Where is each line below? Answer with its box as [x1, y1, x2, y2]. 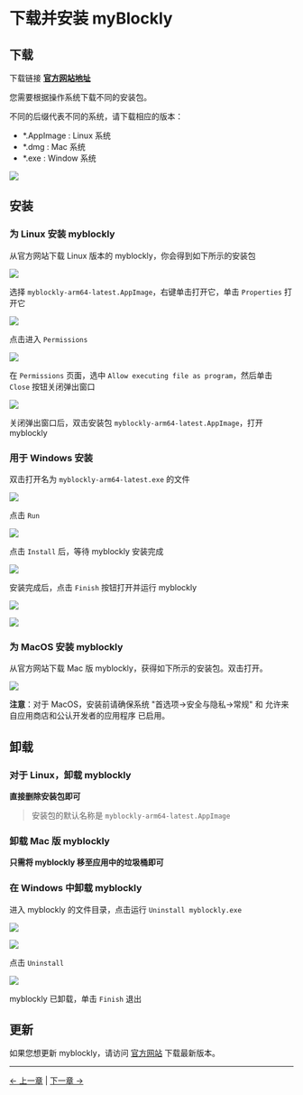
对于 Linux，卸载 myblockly [9, 768, 132, 781]
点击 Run [9, 509, 41, 520]
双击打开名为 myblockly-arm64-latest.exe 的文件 [9, 473, 191, 484]
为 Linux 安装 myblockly [9, 227, 115, 240]
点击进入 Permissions [9, 333, 88, 344]
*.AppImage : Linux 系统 [22, 130, 111, 141]
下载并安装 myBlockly [9, 8, 173, 29]
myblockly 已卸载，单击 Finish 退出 [9, 993, 142, 1004]
